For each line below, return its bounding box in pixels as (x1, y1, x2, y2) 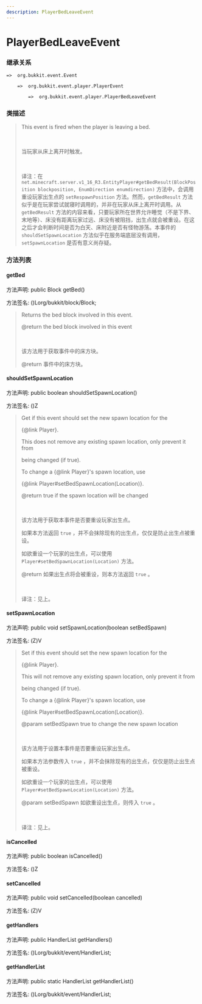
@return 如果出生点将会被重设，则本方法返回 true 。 (21, 570, 153, 577)
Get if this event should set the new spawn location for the (21, 414, 168, 422)
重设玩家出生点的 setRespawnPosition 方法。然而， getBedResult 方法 (21, 193, 193, 200)
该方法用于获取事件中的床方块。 (21, 347, 102, 354)
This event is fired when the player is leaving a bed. (21, 123, 151, 131)
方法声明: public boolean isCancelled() (6, 852, 103, 860)
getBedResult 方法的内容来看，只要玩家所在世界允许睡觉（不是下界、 (21, 208, 195, 216)
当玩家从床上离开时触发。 (21, 148, 86, 155)
